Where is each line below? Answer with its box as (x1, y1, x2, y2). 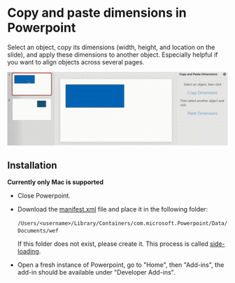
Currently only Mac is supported (7, 178, 104, 186)
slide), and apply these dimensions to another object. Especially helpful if (7, 50, 218, 59)
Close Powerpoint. (17, 191, 71, 200)
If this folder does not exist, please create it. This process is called (17, 240, 208, 248)
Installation (7, 159, 57, 171)
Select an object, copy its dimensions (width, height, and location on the (7, 43, 215, 51)
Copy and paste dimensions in (7, 5, 187, 21)
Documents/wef (17, 228, 59, 235)
